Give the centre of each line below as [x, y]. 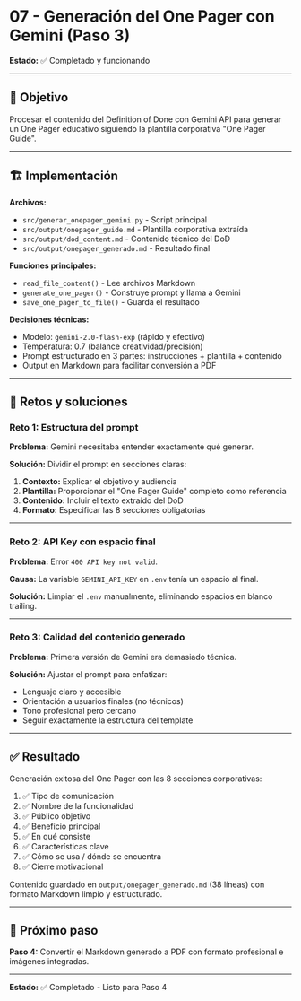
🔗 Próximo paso [54, 931]
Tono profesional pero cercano [79, 710]
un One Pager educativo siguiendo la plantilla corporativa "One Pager [138, 128]
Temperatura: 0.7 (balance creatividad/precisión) [112, 346]
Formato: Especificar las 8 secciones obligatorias [114, 510]
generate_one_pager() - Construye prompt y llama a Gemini [131, 292]
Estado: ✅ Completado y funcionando [80, 60]
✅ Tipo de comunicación [68, 796]
